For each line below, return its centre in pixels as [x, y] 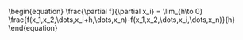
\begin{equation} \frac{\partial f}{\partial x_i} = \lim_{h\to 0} [106, 11]
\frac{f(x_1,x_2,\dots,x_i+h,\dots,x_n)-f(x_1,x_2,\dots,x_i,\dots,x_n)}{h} [122, 20]
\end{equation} [33, 28]
